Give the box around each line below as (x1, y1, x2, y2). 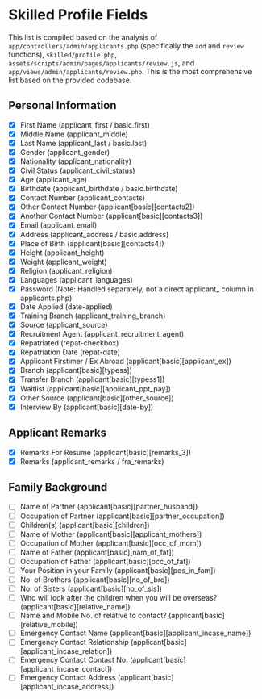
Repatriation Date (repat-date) (19, 347, 121, 357)
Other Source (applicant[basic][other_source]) (19, 393, 174, 403)
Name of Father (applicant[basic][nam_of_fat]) (19, 547, 175, 557)
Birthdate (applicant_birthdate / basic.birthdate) (19, 184, 179, 194)
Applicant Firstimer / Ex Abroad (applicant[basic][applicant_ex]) (19, 357, 232, 366)
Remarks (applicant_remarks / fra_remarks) (19, 456, 164, 466)
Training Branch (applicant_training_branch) (19, 311, 166, 320)
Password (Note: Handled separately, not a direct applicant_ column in (19, 284, 254, 294)
